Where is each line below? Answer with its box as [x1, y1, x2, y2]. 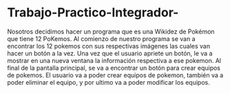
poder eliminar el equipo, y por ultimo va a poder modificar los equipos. [7, 78, 210, 86]
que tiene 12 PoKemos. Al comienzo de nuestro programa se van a [7, 34, 196, 42]
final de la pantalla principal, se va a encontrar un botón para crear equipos [7, 64, 220, 72]
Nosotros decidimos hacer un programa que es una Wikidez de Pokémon [7, 27, 215, 36]
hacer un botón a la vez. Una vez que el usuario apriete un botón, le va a [7, 49, 213, 57]
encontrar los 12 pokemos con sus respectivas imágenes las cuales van [7, 42, 211, 50]
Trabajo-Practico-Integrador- [7, 5, 179, 21]
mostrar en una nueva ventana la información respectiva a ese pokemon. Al [7, 56, 222, 64]
